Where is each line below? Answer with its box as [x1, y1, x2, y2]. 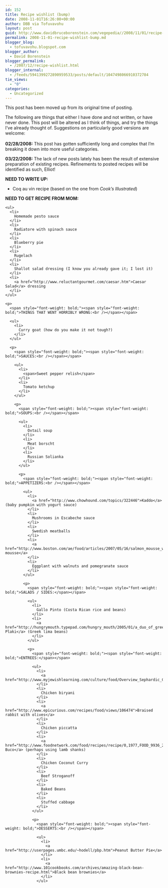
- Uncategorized [9, 91, 43, 96]
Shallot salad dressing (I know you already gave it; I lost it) [14, 266, 153, 271]
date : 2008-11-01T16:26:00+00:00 [5, 16, 75, 21]
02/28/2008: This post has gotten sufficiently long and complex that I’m [5, 141, 155, 147]
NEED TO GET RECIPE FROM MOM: [5, 195, 79, 201]
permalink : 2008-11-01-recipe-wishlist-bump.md [5, 35, 106, 40]
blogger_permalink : [5, 58, 46, 63]
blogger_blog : [5, 40, 35, 45]
